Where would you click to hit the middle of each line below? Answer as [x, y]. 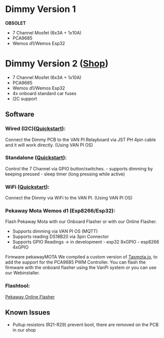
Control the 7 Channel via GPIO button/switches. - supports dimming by [79, 168]
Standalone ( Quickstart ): [36, 157]
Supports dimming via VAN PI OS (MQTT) [55, 231]
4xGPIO [20, 247]
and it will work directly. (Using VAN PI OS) [49, 145]
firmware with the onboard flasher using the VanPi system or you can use [81, 267]
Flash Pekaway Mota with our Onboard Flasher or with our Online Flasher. [81, 221]
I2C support [25, 98]
